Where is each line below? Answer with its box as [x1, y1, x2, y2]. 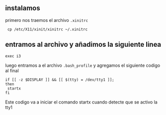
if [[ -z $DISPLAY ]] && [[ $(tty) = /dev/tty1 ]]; [5, 77, 114, 82]
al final [5, 67, 19, 74]
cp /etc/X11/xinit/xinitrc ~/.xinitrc [7, 27, 88, 32]
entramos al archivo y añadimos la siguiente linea [5, 40, 162, 49]
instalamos [5, 4, 41, 12]
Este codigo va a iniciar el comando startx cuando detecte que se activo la [5, 99, 158, 105]
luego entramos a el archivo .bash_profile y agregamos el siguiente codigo [5, 62, 161, 68]
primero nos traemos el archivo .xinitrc [5, 17, 88, 23]
